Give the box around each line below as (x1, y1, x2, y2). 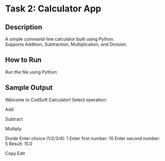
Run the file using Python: (5, 69, 58, 75)
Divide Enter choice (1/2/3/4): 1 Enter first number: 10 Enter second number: (5, 135, 161, 141)
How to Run (5, 56, 42, 64)
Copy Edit (5, 150, 25, 156)
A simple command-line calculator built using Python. (5, 36, 115, 42)
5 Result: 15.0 (5, 141, 33, 147)
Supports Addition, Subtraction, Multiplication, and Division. (5, 41, 128, 47)
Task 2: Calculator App (5, 3, 101, 14)
